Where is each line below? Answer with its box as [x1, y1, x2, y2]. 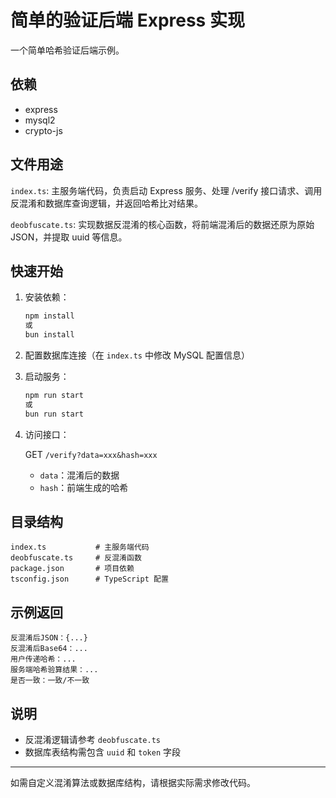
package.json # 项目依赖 [10, 564, 135, 574]
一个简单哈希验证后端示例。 [10, 44, 125, 56]
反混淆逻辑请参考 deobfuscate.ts [24, 734, 161, 746]
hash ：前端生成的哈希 [39, 481, 129, 493]
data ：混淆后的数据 [39, 469, 120, 481]
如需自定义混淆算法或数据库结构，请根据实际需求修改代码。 [10, 777, 256, 789]
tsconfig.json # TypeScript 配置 [10, 574, 169, 585]
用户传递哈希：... [10, 654, 77, 665]
